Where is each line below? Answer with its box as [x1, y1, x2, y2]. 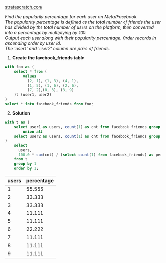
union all [23, 129, 43, 134]
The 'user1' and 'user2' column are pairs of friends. [5, 46, 110, 51]
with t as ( [5, 120, 30, 125]
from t [14, 157, 28, 161]
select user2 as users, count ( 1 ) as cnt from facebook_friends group [14, 134, 161, 139]
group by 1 [14, 161, 37, 166]
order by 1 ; [14, 166, 39, 171]
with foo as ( [5, 64, 35, 69]
